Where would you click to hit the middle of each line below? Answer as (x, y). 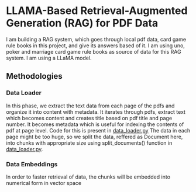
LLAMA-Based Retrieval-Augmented (97, 11)
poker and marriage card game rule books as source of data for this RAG (94, 51)
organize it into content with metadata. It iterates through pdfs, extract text (96, 111)
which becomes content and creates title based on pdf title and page (89, 118)
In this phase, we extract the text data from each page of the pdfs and (90, 106)
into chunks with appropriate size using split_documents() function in (89, 143)
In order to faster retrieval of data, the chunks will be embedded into (88, 177)
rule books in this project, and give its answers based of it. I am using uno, (96, 46)
